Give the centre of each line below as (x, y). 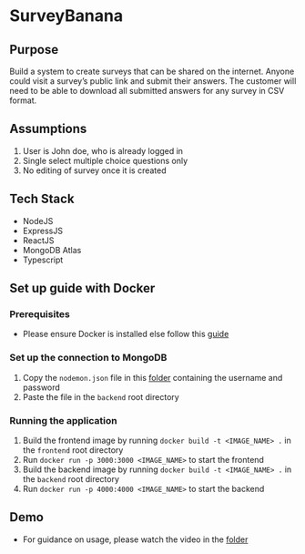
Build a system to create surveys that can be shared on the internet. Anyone (152, 71)
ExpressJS (43, 231)
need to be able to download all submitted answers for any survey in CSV (147, 91)
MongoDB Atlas (52, 250)
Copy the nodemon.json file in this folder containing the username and (152, 377)
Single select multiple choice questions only (105, 160)
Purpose (34, 50)
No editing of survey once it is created (94, 170)
